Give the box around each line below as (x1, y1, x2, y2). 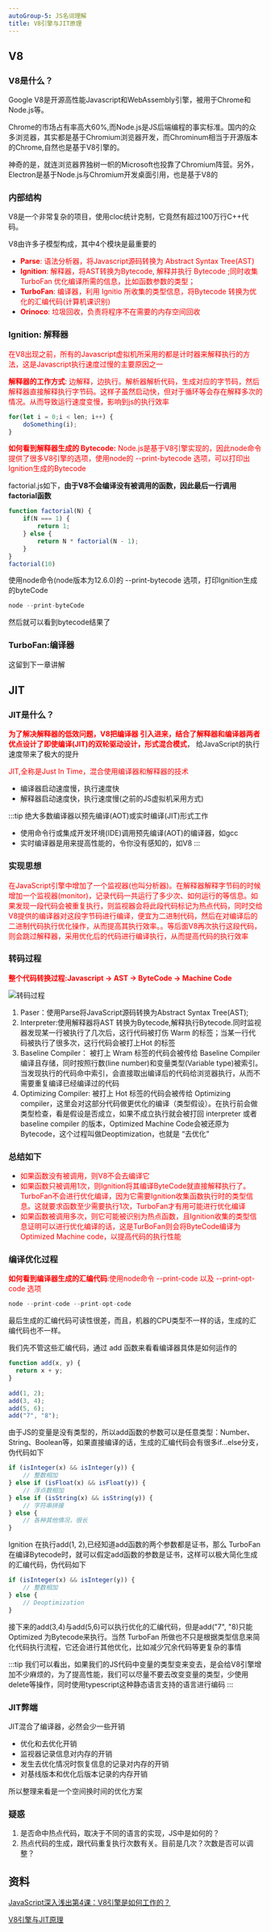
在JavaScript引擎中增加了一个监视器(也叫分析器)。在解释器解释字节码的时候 (8, 880, 261, 890)
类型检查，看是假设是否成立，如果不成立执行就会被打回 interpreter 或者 (19, 1108, 258, 1118)
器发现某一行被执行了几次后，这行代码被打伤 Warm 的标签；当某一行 (19, 1027, 249, 1037)
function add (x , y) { (8, 1359, 81, 1367)
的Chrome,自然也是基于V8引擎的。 (8, 142, 124, 152)
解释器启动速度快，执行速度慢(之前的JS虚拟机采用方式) (19, 794, 204, 803)
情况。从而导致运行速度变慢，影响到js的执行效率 (8, 396, 169, 406)
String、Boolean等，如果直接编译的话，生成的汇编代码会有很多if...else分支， (8, 1438, 263, 1447)
